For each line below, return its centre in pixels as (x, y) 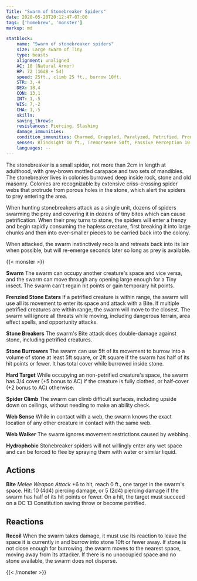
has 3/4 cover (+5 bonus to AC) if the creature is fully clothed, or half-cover (98, 381)
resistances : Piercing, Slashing (57, 126)
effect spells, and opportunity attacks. (52, 322)
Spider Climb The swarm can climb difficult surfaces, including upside (91, 399)
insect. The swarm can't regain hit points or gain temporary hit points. (90, 285)
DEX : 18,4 (29, 88)
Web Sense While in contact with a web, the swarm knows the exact (89, 416)
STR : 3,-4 (29, 82)
